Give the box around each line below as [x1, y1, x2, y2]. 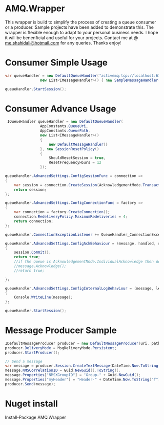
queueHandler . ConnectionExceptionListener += [5, 232, 99, 237]
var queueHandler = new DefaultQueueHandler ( [5, 73, 99, 78]
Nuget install [5, 398, 58, 409]
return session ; [14, 187, 47, 192]
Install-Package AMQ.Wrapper [5, 414, 66, 420]
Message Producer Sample [5, 325, 117, 336]
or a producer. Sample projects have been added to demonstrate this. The [5, 24, 154, 30]
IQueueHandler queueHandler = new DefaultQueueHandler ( [7, 119, 123, 124]
